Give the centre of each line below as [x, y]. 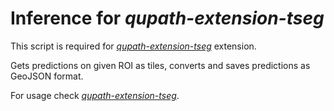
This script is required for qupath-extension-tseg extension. [133, 46]
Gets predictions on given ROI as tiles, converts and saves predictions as [160, 65]
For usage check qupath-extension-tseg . [95, 95]
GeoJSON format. [47, 76]
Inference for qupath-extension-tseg [167, 18]
